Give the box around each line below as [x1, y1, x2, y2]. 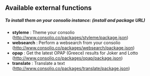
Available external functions [5, 4, 92, 12]
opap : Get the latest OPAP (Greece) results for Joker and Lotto [12, 50, 138, 56]
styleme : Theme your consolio [12, 30, 75, 35]
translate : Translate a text [12, 61, 65, 66]
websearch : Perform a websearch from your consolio [12, 40, 121, 46]
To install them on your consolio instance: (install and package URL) [5, 17, 146, 23]
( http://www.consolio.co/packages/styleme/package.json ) [12, 35, 129, 41]
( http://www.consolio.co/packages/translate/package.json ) [12, 65, 130, 72]
